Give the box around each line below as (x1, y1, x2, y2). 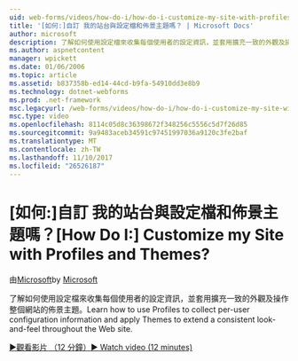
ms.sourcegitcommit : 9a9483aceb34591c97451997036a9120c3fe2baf (9, 129, 248, 137)
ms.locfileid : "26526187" (9, 161, 105, 170)
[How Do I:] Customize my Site (56, 224, 285, 245)
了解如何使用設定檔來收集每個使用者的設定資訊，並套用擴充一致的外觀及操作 (9, 294, 289, 304)
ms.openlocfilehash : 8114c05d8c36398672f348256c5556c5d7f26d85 (9, 121, 248, 129)
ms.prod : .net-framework (9, 95, 101, 105)
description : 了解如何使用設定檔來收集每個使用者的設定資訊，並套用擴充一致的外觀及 (9, 37, 286, 47)
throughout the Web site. (42, 324, 133, 334)
